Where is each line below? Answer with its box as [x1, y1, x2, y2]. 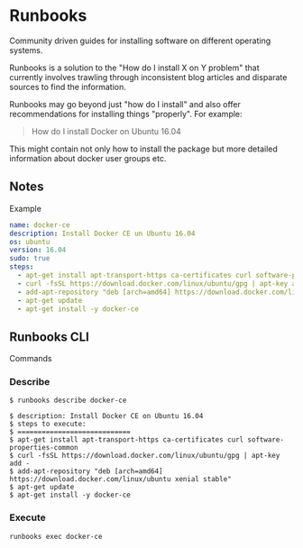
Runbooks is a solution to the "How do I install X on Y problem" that [9, 62, 260, 73]
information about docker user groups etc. [9, 152, 167, 163]
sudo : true [9, 254, 50, 263]
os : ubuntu [9, 237, 50, 246]
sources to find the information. [9, 81, 126, 92]
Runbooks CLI [9, 329, 90, 344]
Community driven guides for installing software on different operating [9, 35, 271, 46]
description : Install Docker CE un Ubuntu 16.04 [9, 229, 196, 238]
